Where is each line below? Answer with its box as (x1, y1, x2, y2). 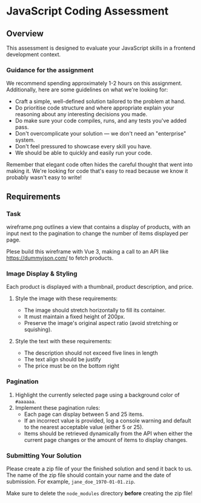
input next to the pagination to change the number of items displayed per (6, 229, 189, 237)
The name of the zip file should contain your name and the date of (6, 471, 171, 479)
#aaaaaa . (15, 398, 36, 405)
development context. (6, 51, 61, 58)
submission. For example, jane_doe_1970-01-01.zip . (6, 478, 136, 485)
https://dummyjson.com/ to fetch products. (6, 254, 114, 261)
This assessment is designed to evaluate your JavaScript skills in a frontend (6, 44, 196, 51)
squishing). (24, 326, 53, 334)
